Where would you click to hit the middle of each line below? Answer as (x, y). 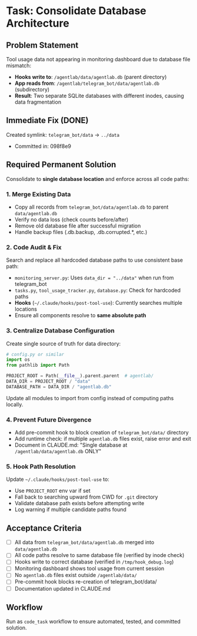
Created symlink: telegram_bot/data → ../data (63, 134)
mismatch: (19, 65)
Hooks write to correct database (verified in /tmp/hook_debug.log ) (94, 562)
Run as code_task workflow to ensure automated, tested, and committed (94, 622)
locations (26, 309)
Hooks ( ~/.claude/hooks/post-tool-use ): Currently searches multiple (98, 303)
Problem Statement (42, 45)
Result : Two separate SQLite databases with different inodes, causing (99, 96)
